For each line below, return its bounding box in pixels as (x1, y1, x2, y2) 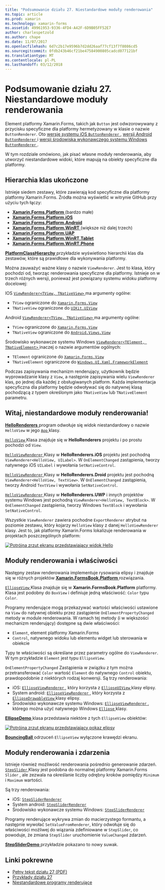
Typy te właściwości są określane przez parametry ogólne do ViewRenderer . (5, 649, 159, 656)
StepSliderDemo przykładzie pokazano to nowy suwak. (5, 842, 119, 848)
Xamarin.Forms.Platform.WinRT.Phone (12, 240, 95, 247)
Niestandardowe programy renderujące (12, 880, 93, 886)
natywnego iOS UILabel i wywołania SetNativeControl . (5, 462, 116, 468)
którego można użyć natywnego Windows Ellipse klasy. (12, 706, 128, 712)
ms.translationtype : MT (5, 53, 54, 58)
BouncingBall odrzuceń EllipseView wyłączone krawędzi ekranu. (5, 734, 138, 740)
